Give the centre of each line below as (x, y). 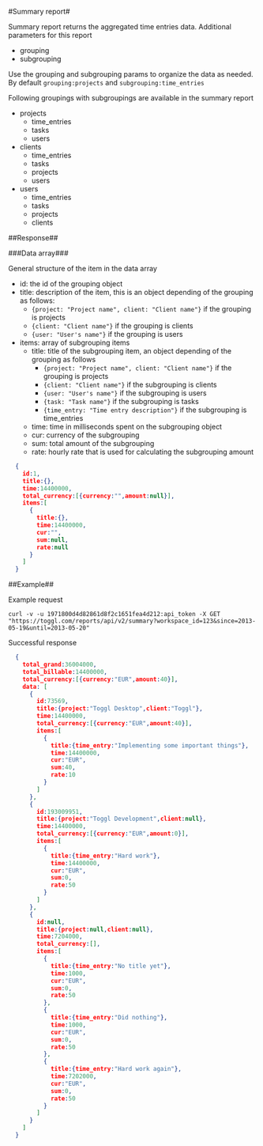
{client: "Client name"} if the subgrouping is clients (130, 384)
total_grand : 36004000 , (60, 664)
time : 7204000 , (60, 936)
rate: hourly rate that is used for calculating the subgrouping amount (143, 452)
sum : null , (53, 540)
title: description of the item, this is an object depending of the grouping (137, 292)
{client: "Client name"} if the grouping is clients (112, 326)
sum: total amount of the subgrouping (93, 443)
